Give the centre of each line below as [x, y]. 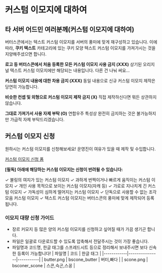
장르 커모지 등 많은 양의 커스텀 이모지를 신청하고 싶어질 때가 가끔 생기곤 [79, 229]
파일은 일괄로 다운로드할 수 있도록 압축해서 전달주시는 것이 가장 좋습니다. [80, 241]
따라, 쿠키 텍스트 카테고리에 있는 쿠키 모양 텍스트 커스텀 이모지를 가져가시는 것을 [80, 48]
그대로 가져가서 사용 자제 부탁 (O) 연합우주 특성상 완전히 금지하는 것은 [70, 113]
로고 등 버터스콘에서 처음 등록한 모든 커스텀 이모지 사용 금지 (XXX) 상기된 [74, 64]
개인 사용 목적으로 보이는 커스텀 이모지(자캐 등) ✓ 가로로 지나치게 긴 [83, 186]
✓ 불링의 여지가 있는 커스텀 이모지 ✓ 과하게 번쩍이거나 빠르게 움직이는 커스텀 [78, 179]
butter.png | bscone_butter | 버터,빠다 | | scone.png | [96, 259]
